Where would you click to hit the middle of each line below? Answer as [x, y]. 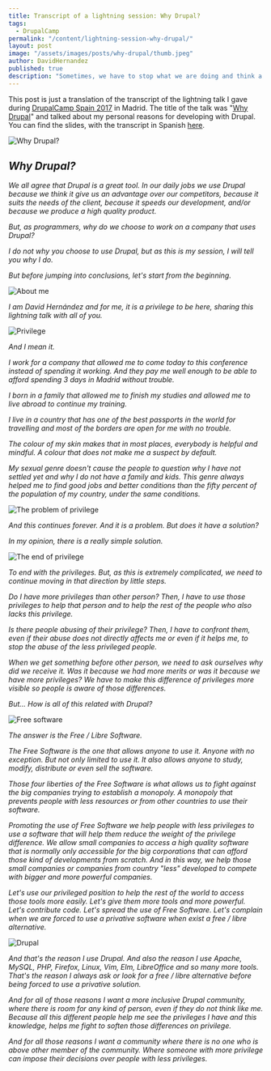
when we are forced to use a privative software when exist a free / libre [128, 919]
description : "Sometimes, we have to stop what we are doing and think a [135, 76]
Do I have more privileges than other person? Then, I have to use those [127, 597]
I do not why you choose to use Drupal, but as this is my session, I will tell [131, 251]
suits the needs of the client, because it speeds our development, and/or [129, 202]
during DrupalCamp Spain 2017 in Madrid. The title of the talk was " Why [128, 108]
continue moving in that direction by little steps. [88, 581]
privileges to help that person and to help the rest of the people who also [130, 606]
